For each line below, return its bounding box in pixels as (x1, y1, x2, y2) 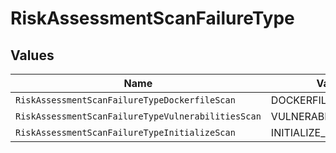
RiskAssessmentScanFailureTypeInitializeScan (15, 127, 236, 138)
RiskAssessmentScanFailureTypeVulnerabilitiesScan (15, 111, 262, 122)
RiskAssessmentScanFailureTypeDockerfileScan (15, 95, 236, 106)
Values (10, 47, 55, 64)
